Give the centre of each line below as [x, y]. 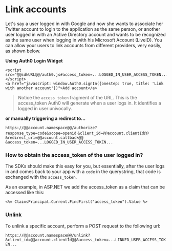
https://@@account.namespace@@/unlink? [48, 235]
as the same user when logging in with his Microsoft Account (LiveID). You [84, 40]
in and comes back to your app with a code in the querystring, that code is [83, 172]
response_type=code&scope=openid [41, 133]
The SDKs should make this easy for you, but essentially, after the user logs [85, 166]
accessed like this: [25, 193]
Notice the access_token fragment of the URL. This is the [77, 97]
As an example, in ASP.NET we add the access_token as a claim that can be [85, 187]
